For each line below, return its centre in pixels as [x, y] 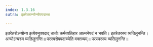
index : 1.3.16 [20, 10]
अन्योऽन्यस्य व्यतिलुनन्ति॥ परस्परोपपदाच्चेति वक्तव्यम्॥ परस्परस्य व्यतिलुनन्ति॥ [67, 38]
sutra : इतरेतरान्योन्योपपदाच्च [28, 14]
